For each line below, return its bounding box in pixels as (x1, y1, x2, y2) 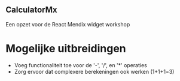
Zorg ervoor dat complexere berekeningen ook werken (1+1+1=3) (14, 68, 175, 75)
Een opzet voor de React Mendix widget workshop (5, 20, 130, 28)
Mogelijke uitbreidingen (5, 42, 126, 55)
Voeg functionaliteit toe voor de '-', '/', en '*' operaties (14, 61, 147, 68)
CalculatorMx (5, 5, 57, 15)
